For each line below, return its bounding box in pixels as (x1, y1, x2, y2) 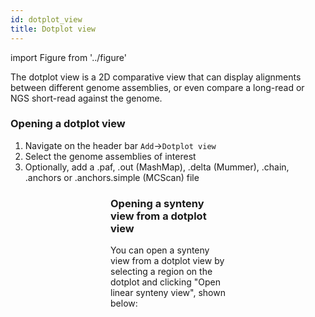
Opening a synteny (110, 196, 205, 210)
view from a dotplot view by (110, 255, 225, 267)
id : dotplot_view (10, 14, 83, 25)
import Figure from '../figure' (10, 51, 127, 63)
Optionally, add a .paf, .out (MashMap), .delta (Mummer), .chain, (24, 161, 290, 173)
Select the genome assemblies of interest (24, 150, 197, 162)
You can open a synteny (110, 244, 210, 256)
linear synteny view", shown (110, 287, 226, 299)
